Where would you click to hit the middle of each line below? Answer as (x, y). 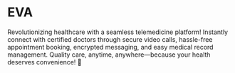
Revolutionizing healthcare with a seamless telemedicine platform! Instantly (118, 32)
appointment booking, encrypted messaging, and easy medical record (110, 47)
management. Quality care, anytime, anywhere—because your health (109, 55)
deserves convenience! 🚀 (45, 62)
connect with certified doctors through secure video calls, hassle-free (110, 39)
